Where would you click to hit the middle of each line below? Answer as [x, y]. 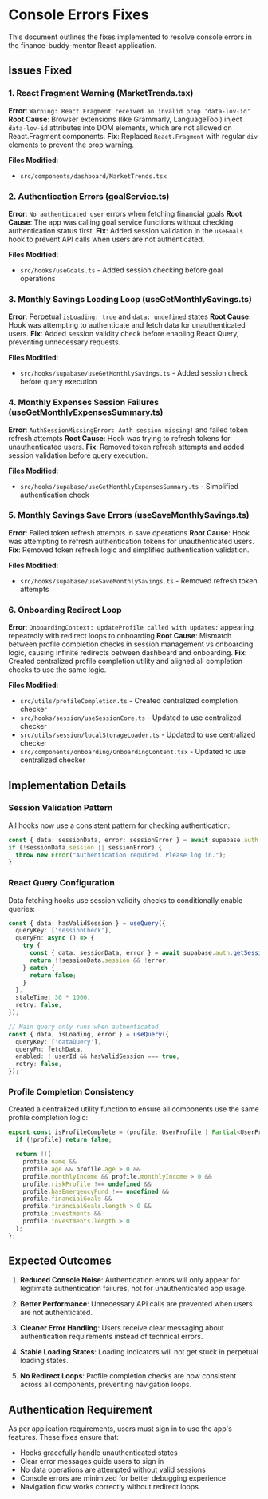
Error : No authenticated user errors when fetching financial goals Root [125, 213]
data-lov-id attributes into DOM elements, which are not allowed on [120, 127]
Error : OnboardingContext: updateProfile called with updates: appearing [131, 627]
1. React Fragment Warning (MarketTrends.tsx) [101, 93]
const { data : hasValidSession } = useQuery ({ [87, 923]
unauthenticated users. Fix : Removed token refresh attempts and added [126, 447]
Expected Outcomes [60, 1261]
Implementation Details [67, 785]
